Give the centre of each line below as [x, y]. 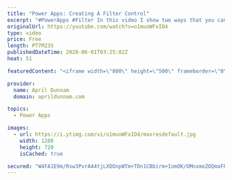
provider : [21, 84]
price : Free [24, 39]
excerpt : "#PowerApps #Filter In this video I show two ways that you [111, 20]
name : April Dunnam [41, 90]
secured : [20, 166]
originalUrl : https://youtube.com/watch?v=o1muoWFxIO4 [88, 26]
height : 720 [37, 147]
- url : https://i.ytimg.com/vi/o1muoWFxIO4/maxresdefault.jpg [105, 134]
